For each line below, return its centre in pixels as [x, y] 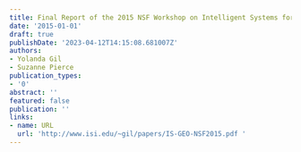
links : [21, 117]
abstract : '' [34, 92]
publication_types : [46, 76]
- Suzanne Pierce [42, 68]
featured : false [39, 101]
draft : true [31, 34]
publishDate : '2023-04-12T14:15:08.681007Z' [94, 42]
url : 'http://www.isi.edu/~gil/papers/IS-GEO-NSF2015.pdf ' [132, 134]
